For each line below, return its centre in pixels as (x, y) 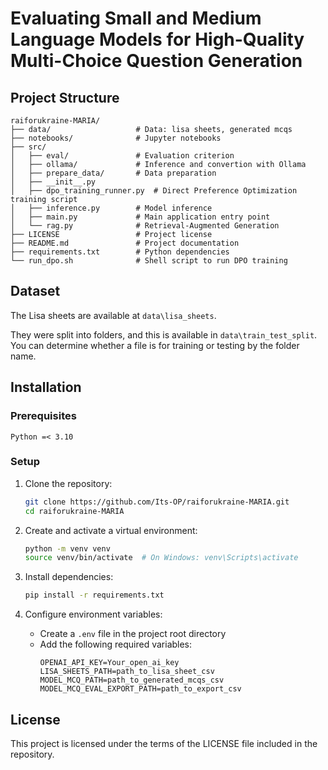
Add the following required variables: (116, 644)
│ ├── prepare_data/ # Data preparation (113, 173)
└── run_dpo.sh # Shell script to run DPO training (149, 261)
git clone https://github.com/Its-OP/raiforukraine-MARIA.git (157, 502)
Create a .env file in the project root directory (133, 634)
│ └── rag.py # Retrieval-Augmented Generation (145, 226)
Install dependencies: (69, 577)
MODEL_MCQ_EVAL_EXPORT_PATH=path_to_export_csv (140, 689)
